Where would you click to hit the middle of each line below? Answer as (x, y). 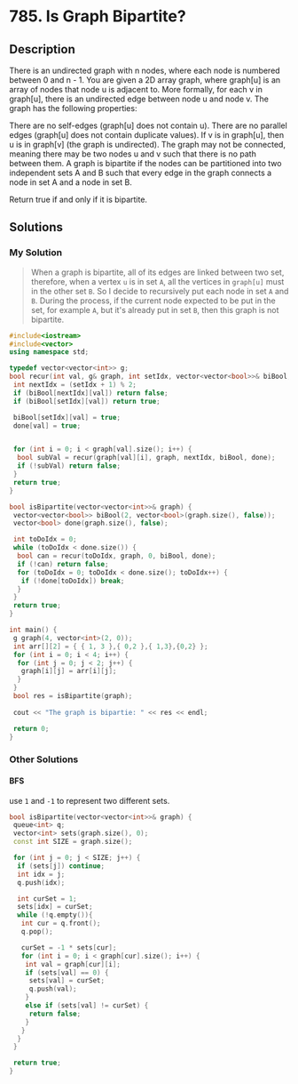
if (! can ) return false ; (63, 564)
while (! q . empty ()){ (55, 915)
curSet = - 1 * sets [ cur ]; (69, 947)
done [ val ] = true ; (47, 426)
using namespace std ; (49, 352)
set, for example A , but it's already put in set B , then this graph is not (155, 309)
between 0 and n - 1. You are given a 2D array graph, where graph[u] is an (145, 80)
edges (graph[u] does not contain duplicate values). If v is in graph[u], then (147, 135)
